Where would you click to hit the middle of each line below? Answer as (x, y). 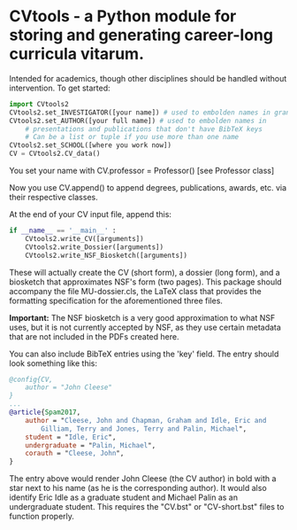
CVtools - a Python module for (123, 16)
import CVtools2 (39, 104)
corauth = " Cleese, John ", (75, 454)
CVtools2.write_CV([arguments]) (84, 238)
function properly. (42, 517)
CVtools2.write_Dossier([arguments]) (95, 247)
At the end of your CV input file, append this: (91, 214)
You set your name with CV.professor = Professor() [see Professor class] (142, 171)
